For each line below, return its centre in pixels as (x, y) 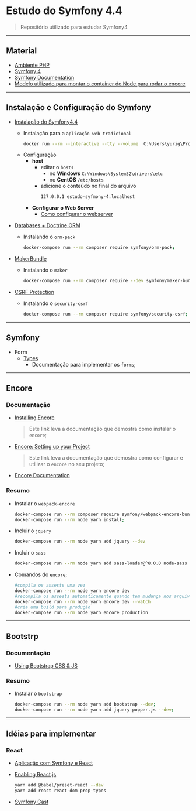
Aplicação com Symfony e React (54, 763)
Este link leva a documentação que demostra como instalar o (102, 429)
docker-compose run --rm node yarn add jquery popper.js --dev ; (94, 710)
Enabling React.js (35, 774)
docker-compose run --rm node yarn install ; (69, 519)
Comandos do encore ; (41, 574)
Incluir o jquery (33, 531)
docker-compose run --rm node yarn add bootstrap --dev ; (85, 704)
